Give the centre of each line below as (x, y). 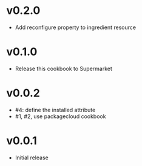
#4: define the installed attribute (55, 110)
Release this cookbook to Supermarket (63, 68)
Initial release (32, 158)
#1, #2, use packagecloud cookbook (60, 116)
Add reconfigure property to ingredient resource (76, 27)
